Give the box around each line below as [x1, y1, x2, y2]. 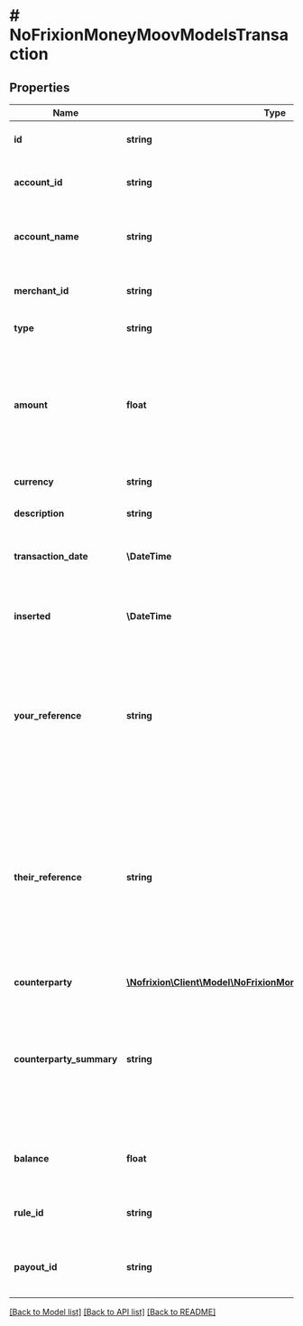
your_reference [14, 710, 82, 721]
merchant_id [14, 285, 69, 296]
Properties [9, 80, 70, 95]
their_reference [14, 871, 83, 883]
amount [14, 399, 48, 411]
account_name [14, 230, 79, 242]
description [14, 507, 65, 520]
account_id [14, 176, 63, 188]
